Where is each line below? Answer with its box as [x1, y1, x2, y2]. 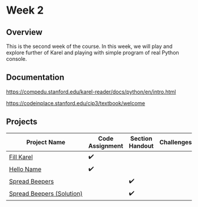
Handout [128, 141, 154, 150]
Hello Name [9, 165, 42, 173]
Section [130, 134, 153, 143]
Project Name [26, 138, 66, 146]
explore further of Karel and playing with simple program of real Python [6, 49, 180, 56]
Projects [6, 117, 38, 127]
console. [6, 56, 28, 62]
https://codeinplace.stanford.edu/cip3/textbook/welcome [6, 99, 146, 106]
